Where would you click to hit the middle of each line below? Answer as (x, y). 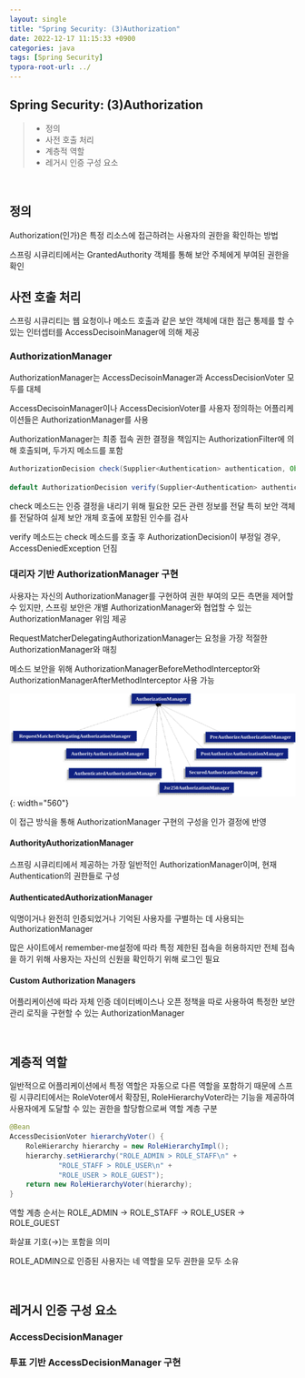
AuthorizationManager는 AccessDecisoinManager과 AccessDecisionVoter (148, 377)
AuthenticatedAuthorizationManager (81, 897)
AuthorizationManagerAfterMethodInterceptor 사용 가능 (112, 680)
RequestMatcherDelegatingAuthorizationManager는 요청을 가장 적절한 (138, 638)
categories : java (42, 48)
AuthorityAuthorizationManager (72, 843)
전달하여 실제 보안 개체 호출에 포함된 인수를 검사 (103, 518)
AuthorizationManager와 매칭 (64, 649)
